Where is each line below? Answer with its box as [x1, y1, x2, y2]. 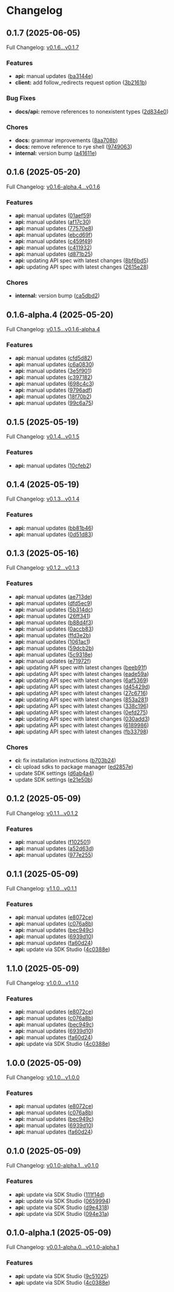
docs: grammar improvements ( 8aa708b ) [14, 137, 118, 144]
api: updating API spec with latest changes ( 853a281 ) [14, 696, 149, 703]
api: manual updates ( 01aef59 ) [14, 212, 92, 219]
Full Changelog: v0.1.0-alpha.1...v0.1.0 [6, 1162, 99, 1169]
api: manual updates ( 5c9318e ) [14, 651, 93, 658]
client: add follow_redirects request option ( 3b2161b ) [14, 79, 147, 86]
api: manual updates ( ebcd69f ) [14, 231, 93, 238]
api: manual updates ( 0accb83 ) [14, 625, 94, 632]
